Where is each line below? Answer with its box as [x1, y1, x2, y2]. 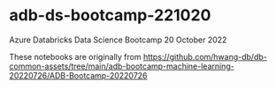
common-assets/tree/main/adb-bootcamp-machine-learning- [9, 61, 234, 71]
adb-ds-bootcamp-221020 [9, 5, 211, 26]
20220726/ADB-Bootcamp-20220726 [9, 70, 148, 80]
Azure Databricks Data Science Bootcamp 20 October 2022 [9, 34, 227, 45]
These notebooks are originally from [9, 51, 142, 62]
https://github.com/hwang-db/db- [142, 51, 268, 62]
